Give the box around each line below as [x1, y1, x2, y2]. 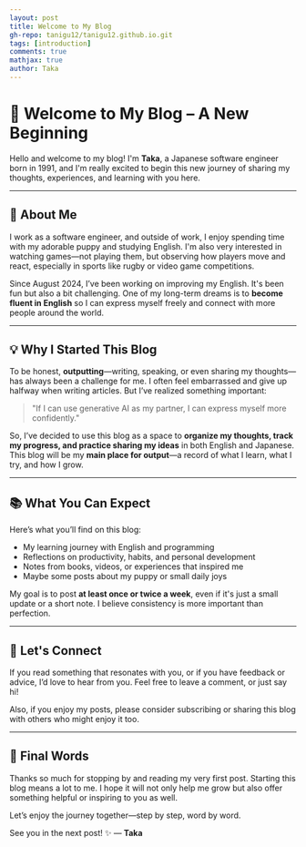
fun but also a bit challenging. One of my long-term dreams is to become [9, 288, 284, 299]
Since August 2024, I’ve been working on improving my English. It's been [9, 278, 284, 289]
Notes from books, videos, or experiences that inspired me [22, 561, 244, 572]
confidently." [31, 413, 80, 423]
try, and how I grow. [9, 459, 84, 470]
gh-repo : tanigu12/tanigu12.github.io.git [9, 30, 173, 39]
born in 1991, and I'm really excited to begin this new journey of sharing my [9, 162, 291, 173]
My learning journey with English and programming [22, 542, 215, 553]
